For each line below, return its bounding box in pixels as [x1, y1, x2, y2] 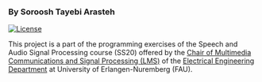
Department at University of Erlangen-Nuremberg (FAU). [8, 65, 193, 74]
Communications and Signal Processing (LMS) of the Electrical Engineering [8, 56, 255, 65]
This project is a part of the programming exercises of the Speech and [8, 39, 238, 49]
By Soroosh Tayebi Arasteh [8, 6, 115, 17]
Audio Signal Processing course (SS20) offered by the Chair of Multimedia [8, 48, 252, 58]
